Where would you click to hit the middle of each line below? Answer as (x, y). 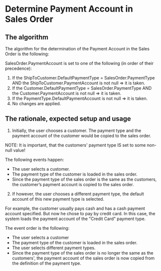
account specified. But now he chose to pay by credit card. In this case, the (80, 213)
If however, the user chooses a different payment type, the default (78, 194)
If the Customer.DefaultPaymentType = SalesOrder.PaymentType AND (82, 88)
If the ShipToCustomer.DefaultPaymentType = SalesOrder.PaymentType (83, 78)
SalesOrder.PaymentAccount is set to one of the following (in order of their (79, 63)
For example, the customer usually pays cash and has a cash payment (75, 208)
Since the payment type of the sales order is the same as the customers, (84, 179)
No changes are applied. (37, 104)
